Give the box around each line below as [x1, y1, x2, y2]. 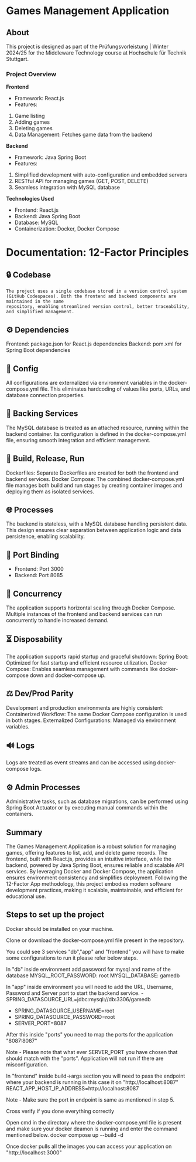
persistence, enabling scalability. [6, 533, 85, 540]
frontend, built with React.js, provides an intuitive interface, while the [6, 855, 171, 863]
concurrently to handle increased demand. [6, 616, 109, 624]
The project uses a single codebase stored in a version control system [6, 289, 187, 294]
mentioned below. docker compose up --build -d [6, 1131, 124, 1139]
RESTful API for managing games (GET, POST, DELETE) [14, 178, 149, 185]
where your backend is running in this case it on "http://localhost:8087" [6, 1078, 178, 1086]
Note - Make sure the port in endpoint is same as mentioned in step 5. [6, 1096, 174, 1103]
